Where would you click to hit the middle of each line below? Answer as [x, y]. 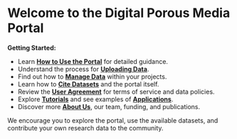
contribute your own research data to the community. [85, 128]
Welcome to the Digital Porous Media [119, 13]
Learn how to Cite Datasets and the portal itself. [88, 84]
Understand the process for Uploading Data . [83, 69]
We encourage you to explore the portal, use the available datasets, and [113, 120]
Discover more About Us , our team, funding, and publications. [109, 106]
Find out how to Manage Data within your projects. [92, 77]
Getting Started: [32, 48]
